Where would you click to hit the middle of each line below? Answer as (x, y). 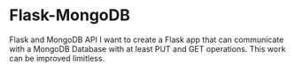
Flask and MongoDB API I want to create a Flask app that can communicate (147, 40)
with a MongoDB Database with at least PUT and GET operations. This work (147, 48)
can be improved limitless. (57, 58)
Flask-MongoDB (70, 15)
